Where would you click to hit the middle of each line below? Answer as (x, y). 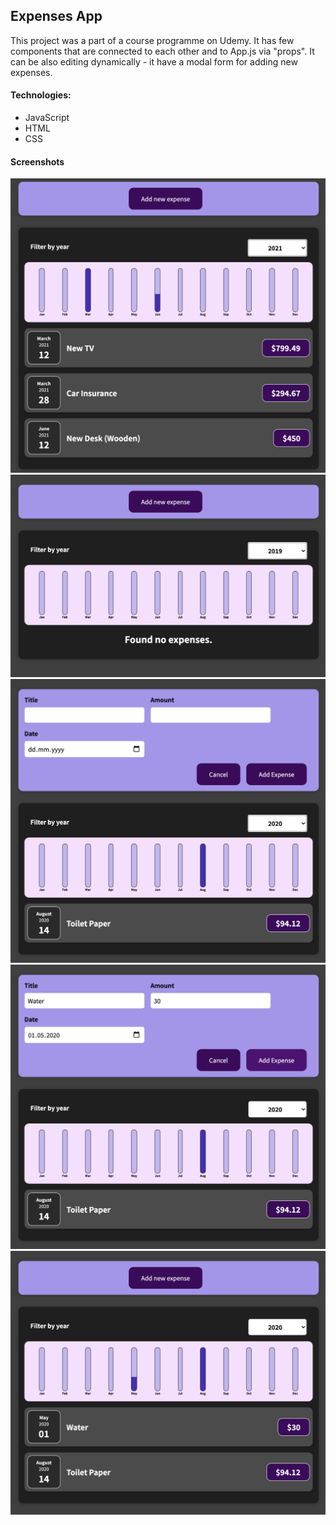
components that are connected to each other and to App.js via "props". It (162, 51)
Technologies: (41, 95)
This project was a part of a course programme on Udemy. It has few (152, 40)
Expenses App (56, 16)
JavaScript (47, 118)
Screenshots (37, 161)
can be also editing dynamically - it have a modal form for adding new (154, 61)
